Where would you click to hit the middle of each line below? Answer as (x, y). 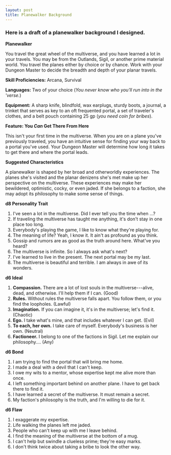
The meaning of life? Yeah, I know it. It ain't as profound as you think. (85, 235)
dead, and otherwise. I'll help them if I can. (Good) (65, 293)
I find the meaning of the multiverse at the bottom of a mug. (76, 436)
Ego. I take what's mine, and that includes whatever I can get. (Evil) (83, 320)
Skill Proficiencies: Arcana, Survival (43, 80)
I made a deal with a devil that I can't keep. (58, 367)
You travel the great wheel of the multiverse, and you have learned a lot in (83, 54)
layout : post (19, 10)
